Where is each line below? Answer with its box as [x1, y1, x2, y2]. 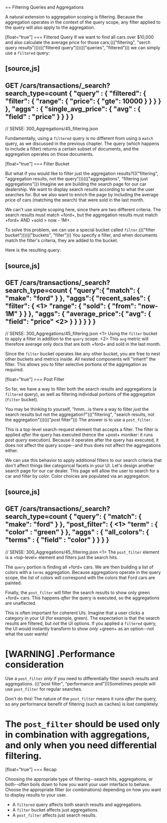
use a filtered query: [5, 50, 50, 56]
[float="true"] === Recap [5, 767, 57, 773]
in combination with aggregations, [5, 729, 150, 740]
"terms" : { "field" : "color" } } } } [5, 536, 109, 545]
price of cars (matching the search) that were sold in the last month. [5, 197, 145, 203]
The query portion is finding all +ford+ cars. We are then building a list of [5, 564, 154, 570]
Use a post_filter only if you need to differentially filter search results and [5, 675, 159, 682]
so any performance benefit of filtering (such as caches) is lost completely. [5, 701, 159, 707]
